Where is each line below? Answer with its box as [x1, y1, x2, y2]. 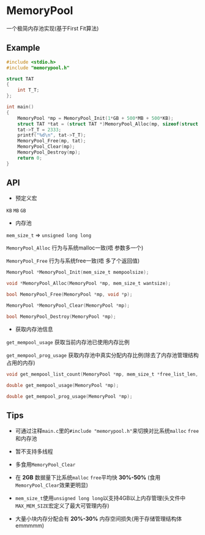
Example [6, 43, 40, 53]
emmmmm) [15, 522, 45, 529]
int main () [6, 104, 34, 110]
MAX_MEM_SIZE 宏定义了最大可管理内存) [15, 502, 110, 509]
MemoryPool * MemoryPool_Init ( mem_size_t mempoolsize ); [6, 270, 149, 276]
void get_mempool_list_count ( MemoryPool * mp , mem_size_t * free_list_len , [6, 371, 199, 377]
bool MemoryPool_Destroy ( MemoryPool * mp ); [6, 313, 116, 320]
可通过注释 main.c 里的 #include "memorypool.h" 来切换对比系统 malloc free [15, 427, 199, 435]
